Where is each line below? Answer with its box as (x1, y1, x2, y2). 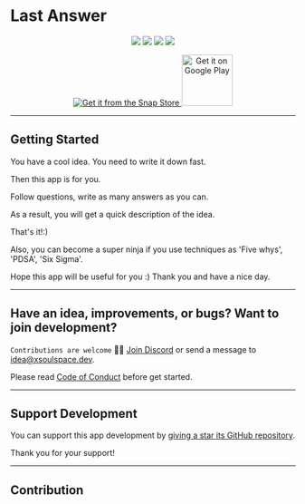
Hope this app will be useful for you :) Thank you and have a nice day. (10, 271, 271, 282)
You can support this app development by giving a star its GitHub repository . (10, 430, 296, 441)
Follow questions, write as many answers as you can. (10, 191, 209, 202)
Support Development (10, 405, 138, 422)
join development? (10, 320, 118, 335)
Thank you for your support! (10, 448, 116, 459)
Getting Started (10, 132, 100, 148)
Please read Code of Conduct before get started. (10, 371, 193, 382)
